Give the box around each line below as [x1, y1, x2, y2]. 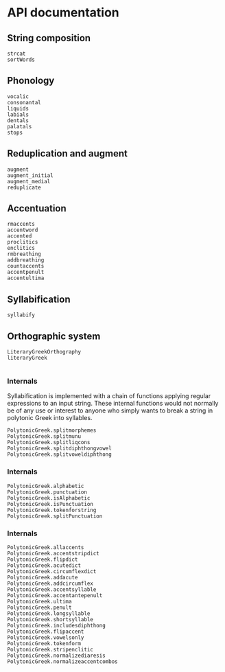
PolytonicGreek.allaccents [7, 544, 84, 551]
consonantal [7, 99, 41, 106]
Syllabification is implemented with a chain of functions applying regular [7, 392, 211, 400]
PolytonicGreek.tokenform [7, 640, 81, 647]
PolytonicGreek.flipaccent [7, 628, 84, 635]
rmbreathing [7, 251, 41, 258]
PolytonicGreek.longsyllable [7, 610, 91, 617]
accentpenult [7, 269, 45, 276]
